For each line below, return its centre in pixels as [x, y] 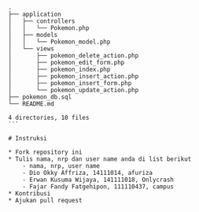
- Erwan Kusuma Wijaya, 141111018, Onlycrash [98, 180]
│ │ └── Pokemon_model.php [59, 42]
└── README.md [31, 104]
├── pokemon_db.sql [40, 97]
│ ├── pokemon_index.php [59, 69]
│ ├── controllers [42, 21]
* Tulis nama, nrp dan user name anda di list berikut [100, 159]
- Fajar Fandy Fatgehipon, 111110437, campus [98, 187]
